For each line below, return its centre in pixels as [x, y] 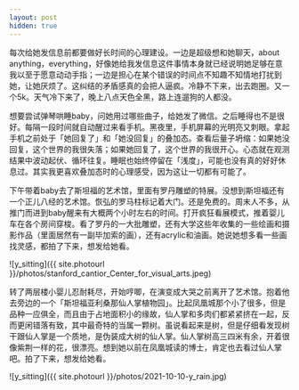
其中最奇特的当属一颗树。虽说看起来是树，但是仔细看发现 [176, 325]
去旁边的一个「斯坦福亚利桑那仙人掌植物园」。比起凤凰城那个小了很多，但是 [148, 303]
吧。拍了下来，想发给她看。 [60, 358]
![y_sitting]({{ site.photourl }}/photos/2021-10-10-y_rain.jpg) [118, 376]
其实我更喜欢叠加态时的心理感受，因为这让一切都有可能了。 [141, 171]
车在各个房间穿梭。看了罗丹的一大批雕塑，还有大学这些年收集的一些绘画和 [145, 223]
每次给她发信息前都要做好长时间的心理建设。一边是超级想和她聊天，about [145, 52]
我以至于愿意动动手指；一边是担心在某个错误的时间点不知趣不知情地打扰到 [145, 74]
